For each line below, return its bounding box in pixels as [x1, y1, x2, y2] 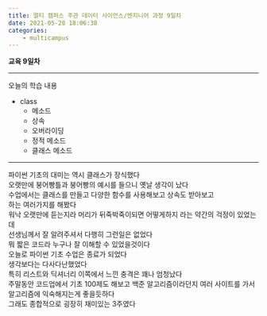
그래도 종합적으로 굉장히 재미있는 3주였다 [8, 299, 137, 309]
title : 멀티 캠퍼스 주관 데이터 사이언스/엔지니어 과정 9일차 [8, 11, 182, 20]
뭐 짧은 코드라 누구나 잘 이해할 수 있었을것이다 [8, 240, 151, 249]
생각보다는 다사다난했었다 [8, 260, 87, 269]
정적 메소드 [31, 136, 66, 145]
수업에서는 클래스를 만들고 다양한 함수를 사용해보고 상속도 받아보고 [8, 190, 215, 199]
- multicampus [22, 33, 69, 42]
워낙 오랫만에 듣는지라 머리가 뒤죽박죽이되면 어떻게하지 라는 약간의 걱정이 [8, 210, 236, 219]
